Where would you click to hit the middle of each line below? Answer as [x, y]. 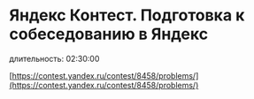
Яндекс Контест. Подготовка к [127, 15]
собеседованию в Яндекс [109, 34]
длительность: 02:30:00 [54, 58]
